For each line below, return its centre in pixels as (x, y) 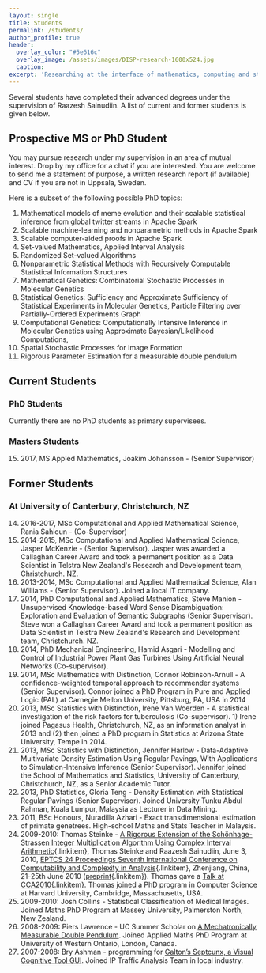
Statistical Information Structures (74, 272)
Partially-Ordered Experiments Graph (81, 314)
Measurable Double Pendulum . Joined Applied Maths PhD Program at (134, 935)
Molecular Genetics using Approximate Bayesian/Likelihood (117, 331)
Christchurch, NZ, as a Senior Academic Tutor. (96, 784)
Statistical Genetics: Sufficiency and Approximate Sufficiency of (124, 297)
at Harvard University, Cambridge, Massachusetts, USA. (112, 893)
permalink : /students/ (46, 30)
